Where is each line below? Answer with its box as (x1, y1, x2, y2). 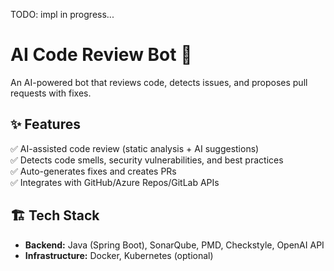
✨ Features (10, 116, 81, 133)
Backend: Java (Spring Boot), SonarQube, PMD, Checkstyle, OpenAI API (24, 239, 325, 251)
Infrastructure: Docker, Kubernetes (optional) (24, 249, 214, 261)
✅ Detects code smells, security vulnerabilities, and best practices (10, 154, 284, 166)
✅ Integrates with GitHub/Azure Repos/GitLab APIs (10, 176, 220, 188)
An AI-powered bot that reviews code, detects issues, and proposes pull (10, 76, 308, 88)
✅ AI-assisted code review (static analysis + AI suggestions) (10, 142, 260, 154)
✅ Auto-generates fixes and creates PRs (10, 165, 177, 177)
